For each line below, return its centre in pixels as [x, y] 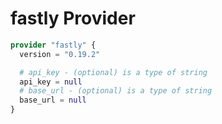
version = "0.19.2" [60, 54]
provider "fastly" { [53, 45]
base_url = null [53, 100]
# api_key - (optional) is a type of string [113, 72]
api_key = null [51, 82]
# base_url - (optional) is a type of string [116, 91]
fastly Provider [73, 18]
